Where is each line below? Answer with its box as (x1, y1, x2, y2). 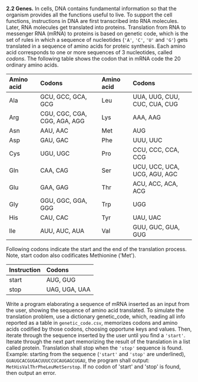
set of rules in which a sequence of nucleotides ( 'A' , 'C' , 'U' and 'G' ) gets (6, 37, 188, 43)
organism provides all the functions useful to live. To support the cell (6, 11, 173, 18)
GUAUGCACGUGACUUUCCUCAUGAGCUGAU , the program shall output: (6, 357, 150, 364)
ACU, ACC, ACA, (132, 180, 179, 187)
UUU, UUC (132, 136, 163, 144)
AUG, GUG (46, 276, 76, 284)
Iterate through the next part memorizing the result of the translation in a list (6, 338, 190, 345)
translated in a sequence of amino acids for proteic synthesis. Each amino (6, 42, 186, 50)
